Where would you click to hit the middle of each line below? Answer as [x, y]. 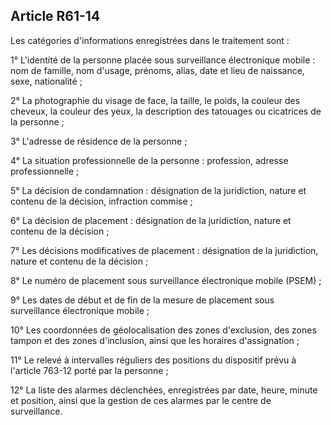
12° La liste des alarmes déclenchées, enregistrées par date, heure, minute [164, 390]
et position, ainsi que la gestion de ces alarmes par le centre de [141, 400]
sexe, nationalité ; [46, 81]
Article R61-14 [55, 16]
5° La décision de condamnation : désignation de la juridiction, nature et [158, 190]
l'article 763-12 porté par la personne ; [89, 370]
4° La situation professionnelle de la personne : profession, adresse [149, 160]
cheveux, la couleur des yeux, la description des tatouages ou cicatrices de [166, 111]
